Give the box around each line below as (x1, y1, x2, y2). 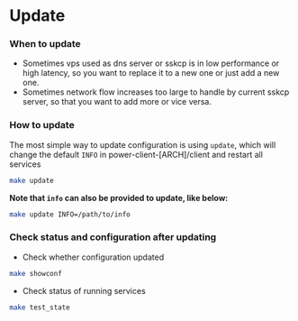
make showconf (9, 269, 63, 278)
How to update (9, 119, 75, 132)
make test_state (9, 303, 70, 312)
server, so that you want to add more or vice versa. (22, 96, 212, 107)
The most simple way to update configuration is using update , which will (9, 139, 276, 150)
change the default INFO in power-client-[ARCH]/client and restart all (9, 149, 264, 160)
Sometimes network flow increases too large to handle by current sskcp (22, 87, 290, 97)
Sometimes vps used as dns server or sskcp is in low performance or (22, 58, 280, 69)
